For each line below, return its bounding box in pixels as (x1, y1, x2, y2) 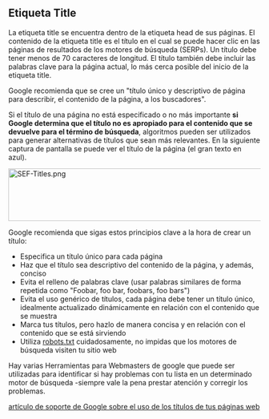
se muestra (19, 311, 58, 320)
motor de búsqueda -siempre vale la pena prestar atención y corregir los (8, 377, 248, 387)
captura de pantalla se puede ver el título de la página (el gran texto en (8, 143, 242, 153)
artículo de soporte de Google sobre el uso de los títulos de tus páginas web (8, 401, 260, 411)
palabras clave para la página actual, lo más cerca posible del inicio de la (8, 62, 249, 71)
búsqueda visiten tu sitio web (19, 344, 118, 355)
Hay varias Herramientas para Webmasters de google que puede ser (8, 361, 235, 370)
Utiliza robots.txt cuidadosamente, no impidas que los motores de (19, 336, 238, 346)
